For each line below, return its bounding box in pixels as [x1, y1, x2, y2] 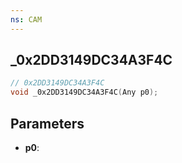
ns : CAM [10, 14, 43, 25]
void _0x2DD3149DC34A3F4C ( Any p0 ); [10, 87, 159, 98]
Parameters [10, 115, 85, 132]
